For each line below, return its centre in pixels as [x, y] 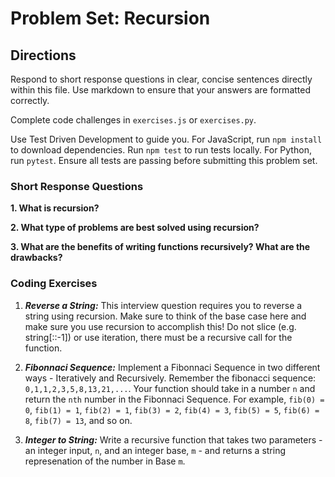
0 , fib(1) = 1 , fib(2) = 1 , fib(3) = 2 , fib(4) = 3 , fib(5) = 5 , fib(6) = [172, 409]
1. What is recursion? [55, 208]
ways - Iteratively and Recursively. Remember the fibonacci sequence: [170, 378]
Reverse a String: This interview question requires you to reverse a [163, 305]
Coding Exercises [54, 284]
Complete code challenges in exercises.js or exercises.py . [133, 120]
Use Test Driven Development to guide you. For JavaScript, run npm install [166, 139]
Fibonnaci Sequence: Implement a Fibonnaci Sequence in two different [172, 367]
